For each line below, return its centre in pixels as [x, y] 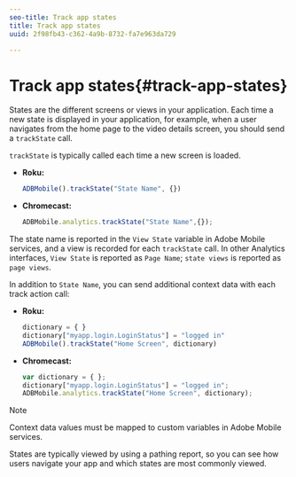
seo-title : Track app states [63, 17]
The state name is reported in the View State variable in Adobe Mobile [137, 239]
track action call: [39, 294]
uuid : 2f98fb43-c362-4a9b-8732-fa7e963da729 [93, 34]
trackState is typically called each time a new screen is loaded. [125, 155]
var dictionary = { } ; [64, 377]
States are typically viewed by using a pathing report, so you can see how [144, 454]
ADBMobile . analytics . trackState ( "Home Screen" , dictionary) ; [137, 394]
